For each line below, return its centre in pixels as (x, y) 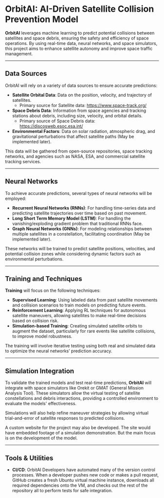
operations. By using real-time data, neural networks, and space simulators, (81, 43)
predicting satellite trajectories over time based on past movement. (79, 213)
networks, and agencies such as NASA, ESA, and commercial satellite (75, 156)
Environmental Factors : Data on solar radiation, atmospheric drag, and (83, 131)
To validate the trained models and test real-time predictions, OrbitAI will (78, 383)
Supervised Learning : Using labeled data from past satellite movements (85, 300)
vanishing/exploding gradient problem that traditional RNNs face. (77, 223)
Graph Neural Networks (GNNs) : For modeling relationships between (82, 229)
